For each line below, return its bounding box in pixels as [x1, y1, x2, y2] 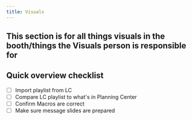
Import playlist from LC [14, 86, 72, 93]
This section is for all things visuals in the [6, 31, 165, 42]
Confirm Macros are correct [14, 100, 85, 107]
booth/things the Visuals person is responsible [6, 40, 187, 51]
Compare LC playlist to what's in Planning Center [14, 93, 137, 100]
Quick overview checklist [6, 71, 104, 81]
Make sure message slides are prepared [14, 107, 115, 115]
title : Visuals [6, 8, 45, 15]
